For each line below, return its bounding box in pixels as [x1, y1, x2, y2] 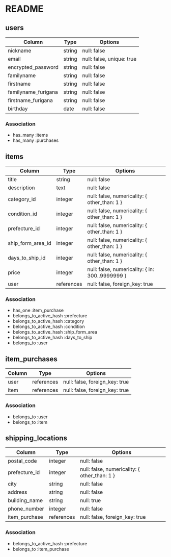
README [5, 3, 44, 15]
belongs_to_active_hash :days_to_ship [12, 335, 93, 341]
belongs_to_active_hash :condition [12, 323, 85, 330]
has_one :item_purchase [12, 307, 64, 314]
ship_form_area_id [8, 240, 52, 247]
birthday [8, 105, 28, 112]
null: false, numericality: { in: [87, 266, 154, 273]
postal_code [8, 458, 37, 465]
